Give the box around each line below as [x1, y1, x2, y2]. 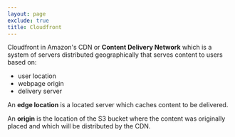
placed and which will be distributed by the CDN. [7, 122, 151, 131]
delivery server [17, 87, 63, 96]
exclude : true [7, 17, 50, 24]
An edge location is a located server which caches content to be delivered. [7, 101, 229, 109]
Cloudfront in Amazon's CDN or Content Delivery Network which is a [7, 43, 212, 52]
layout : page [7, 10, 46, 18]
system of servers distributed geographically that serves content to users [7, 50, 223, 59]
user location [17, 72, 57, 80]
